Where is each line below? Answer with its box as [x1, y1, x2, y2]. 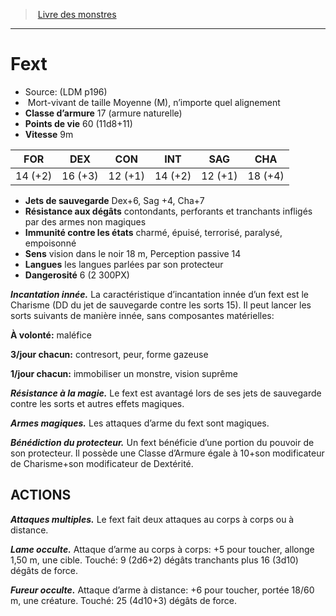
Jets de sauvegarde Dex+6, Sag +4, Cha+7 [24, 194, 205, 206]
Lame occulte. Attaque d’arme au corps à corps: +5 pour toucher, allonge [10, 543, 315, 555]
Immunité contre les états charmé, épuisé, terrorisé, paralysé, [24, 226, 283, 238]
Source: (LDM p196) [24, 85, 108, 98]
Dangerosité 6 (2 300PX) [24, 269, 130, 281]
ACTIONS [10, 487, 72, 504]
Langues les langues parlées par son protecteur [24, 258, 224, 270]
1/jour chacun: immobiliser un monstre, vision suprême [10, 367, 238, 379]
